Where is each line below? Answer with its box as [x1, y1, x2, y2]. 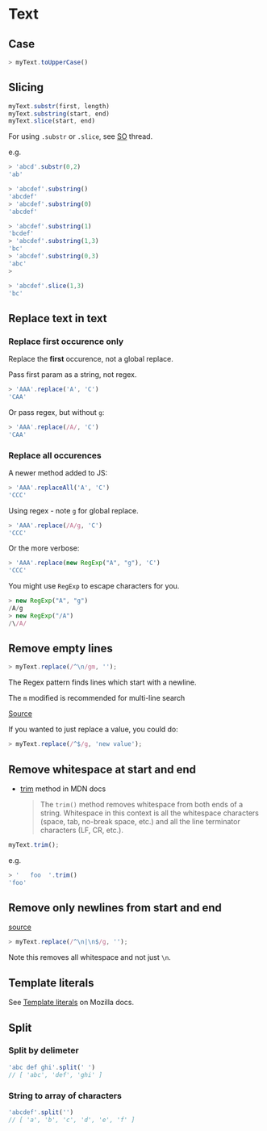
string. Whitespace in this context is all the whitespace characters [40, 808, 260, 818]
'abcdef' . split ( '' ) [8, 1108, 74, 1116]
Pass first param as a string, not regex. [8, 370, 137, 379]
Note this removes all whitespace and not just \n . [8, 953, 171, 962]
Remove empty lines [8, 642, 113, 656]
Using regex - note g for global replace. [8, 505, 139, 515]
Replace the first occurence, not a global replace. [8, 354, 173, 364]
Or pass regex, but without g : [8, 407, 105, 417]
